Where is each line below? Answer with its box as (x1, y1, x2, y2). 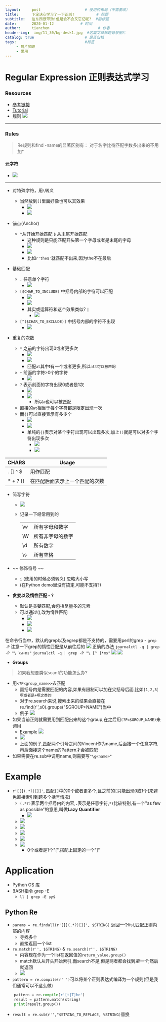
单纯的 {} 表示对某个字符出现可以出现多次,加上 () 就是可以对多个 (27, 429, 155, 435)
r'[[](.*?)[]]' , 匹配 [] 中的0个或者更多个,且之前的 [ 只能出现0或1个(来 (12, 788, 154, 794)
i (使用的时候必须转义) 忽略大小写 (19, 576, 88, 582)
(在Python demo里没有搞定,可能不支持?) (19, 582, 101, 588)
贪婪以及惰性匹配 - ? (12, 592, 54, 598)
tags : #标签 (5, 40, 95, 45)
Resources (5, 90, 32, 97)
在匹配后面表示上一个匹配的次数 (30, 478, 105, 485)
